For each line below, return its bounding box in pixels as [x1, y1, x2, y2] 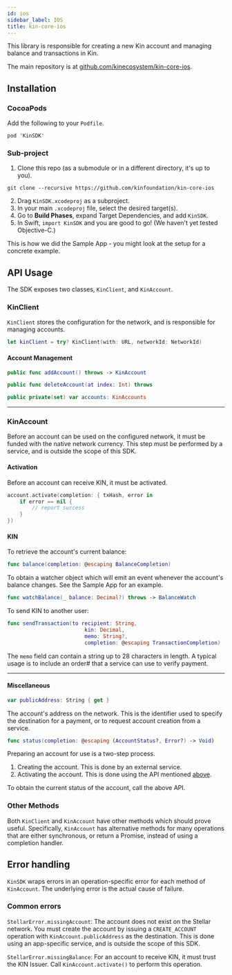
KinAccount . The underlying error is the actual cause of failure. [7, 885, 184, 893]
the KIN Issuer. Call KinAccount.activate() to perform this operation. [7, 960, 202, 968]
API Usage [7, 267, 53, 278]
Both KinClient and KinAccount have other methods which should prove [7, 816, 211, 825]
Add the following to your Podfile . [7, 119, 104, 128]
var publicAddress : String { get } [7, 697, 110, 704]
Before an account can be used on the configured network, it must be [7, 432, 206, 441]
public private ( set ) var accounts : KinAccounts [7, 394, 147, 401]
